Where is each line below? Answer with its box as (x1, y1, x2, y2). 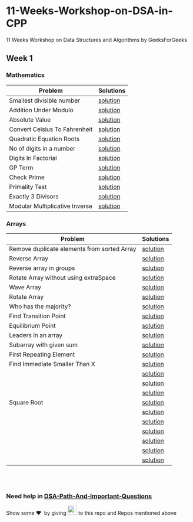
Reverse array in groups (9, 264, 75, 272)
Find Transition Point (9, 312, 66, 320)
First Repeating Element (9, 350, 75, 358)
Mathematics (6, 71, 45, 79)
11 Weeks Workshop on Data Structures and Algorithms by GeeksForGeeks (6, 36, 187, 43)
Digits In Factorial (9, 154, 57, 162)
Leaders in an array (9, 331, 63, 339)
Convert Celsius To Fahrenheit (9, 125, 93, 133)
